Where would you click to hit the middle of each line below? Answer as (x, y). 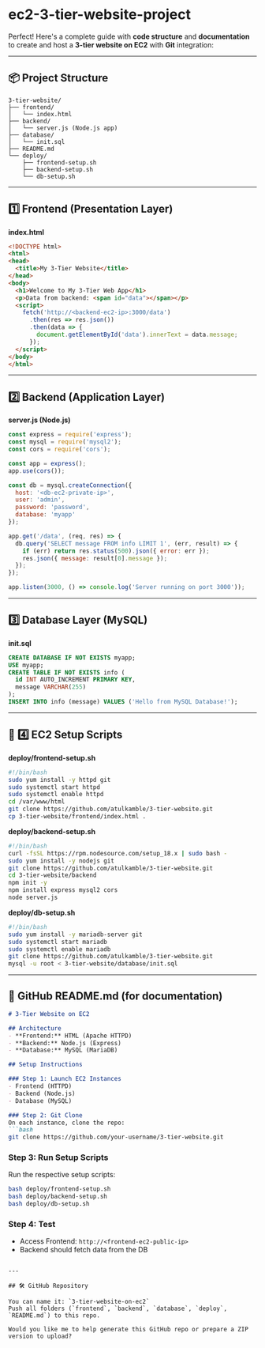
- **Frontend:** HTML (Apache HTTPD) (70, 1036)
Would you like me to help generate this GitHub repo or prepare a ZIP (128, 1330)
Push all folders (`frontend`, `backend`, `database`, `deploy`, (118, 1309)
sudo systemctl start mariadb (58, 942)
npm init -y (28, 883)
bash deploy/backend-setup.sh (58, 1197)
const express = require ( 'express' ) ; (70, 435)
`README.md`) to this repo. (54, 1316)
